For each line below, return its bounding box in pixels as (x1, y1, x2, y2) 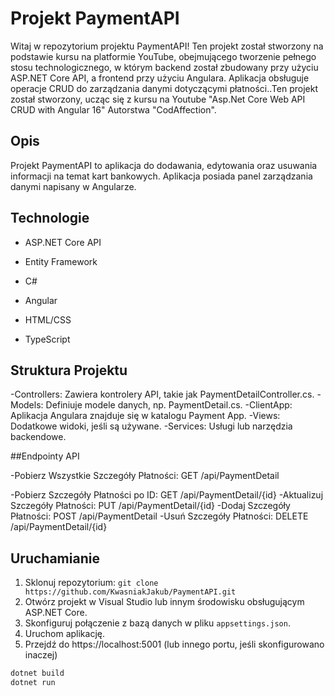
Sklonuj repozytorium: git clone (24, 577, 159, 589)
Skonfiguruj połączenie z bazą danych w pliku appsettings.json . (24, 617, 291, 629)
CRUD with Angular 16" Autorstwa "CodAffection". (10, 103, 217, 116)
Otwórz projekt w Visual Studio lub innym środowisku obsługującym (24, 596, 305, 608)
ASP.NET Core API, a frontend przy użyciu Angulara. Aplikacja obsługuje (10, 72, 310, 84)
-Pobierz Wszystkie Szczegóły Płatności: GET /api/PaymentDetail (10, 470, 280, 482)
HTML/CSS (24, 313, 72, 326)
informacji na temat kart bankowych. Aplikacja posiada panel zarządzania (10, 170, 313, 182)
